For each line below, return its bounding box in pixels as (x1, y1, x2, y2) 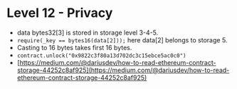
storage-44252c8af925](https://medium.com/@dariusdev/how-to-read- (16, 66, 230, 74)
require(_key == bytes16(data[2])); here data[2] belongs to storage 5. (16, 35, 228, 44)
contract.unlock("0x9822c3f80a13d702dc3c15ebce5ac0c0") (16, 52, 186, 59)
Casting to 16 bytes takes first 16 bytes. (16, 43, 132, 52)
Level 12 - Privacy (6, 5, 113, 21)
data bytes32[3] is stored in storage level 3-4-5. (16, 28, 159, 37)
